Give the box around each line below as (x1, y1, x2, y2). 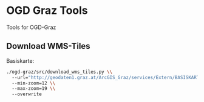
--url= (12, 74, 29, 80)
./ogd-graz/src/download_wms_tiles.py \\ (6, 69, 113, 75)
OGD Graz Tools (6, 4, 88, 18)
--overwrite (12, 91, 42, 97)
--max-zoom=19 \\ (12, 86, 56, 92)
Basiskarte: (6, 57, 35, 64)
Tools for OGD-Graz (6, 24, 56, 31)
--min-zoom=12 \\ (12, 80, 56, 86)
